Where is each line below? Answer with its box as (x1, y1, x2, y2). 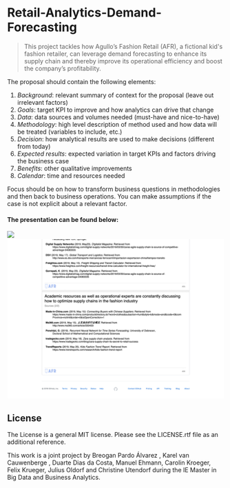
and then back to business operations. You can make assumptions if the (7, 192, 211, 201)
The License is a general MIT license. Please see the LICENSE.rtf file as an (7, 431, 219, 439)
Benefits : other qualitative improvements (17, 164, 132, 172)
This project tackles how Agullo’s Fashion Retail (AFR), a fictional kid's (23, 42, 223, 50)
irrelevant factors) (17, 98, 69, 106)
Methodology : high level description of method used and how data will (17, 120, 217, 128)
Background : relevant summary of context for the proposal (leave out (17, 91, 214, 99)
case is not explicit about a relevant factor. (7, 199, 127, 207)
